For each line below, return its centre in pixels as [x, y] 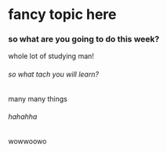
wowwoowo [27, 141]
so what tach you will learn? [54, 74]
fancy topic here [62, 15]
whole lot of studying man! [51, 56]
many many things [38, 98]
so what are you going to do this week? [84, 39]
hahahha [23, 117]
